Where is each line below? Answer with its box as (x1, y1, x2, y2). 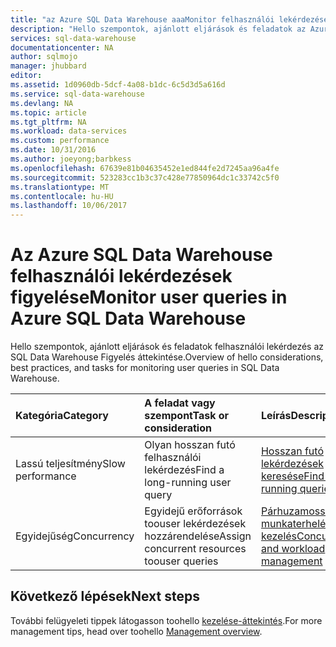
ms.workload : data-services (10, 126, 128, 136)
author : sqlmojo (10, 52, 78, 62)
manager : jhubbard (10, 61, 87, 71)
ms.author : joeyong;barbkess (10, 154, 132, 164)
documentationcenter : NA (10, 42, 114, 53)
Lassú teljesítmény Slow (15, 457, 126, 471)
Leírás (260, 409, 292, 423)
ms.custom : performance (10, 136, 110, 146)
